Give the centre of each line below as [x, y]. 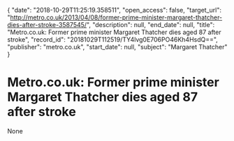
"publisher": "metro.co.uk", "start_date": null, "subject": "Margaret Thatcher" [118, 47]
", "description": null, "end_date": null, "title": [151, 25]
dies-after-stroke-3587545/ [47, 25]
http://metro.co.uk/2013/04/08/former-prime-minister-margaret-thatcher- [116, 17]
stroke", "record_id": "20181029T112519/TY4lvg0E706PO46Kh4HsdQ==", [112, 40]
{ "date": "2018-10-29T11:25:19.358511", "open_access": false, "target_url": [115, 10]
